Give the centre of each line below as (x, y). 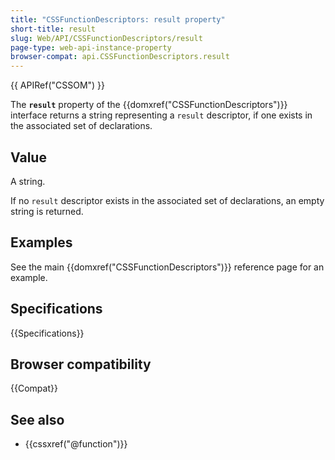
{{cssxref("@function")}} (76, 444)
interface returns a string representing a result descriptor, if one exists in (161, 115)
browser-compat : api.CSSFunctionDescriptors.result (120, 57)
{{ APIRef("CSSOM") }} (58, 85)
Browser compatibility (81, 364)
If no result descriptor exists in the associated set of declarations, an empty (167, 200)
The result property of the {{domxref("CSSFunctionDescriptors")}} (149, 105)
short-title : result (53, 29)
